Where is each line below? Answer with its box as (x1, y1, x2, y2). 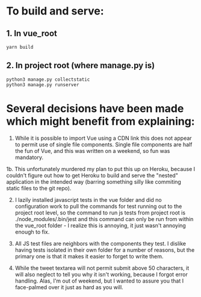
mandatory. (14, 154, 44, 161)
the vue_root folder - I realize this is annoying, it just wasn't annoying (14, 222, 187, 229)
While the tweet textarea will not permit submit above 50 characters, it (14, 264, 190, 272)
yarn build (6, 44, 34, 50)
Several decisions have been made (6, 102, 184, 115)
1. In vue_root (6, 28, 57, 39)
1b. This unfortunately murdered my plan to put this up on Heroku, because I (6, 165, 196, 172)
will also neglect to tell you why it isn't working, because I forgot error (14, 270, 188, 278)
